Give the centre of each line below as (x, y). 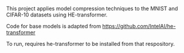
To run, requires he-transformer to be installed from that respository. (91, 44)
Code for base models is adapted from (54, 26)
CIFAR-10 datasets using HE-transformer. (57, 15)
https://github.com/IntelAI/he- (139, 26)
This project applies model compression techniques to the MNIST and (92, 9)
